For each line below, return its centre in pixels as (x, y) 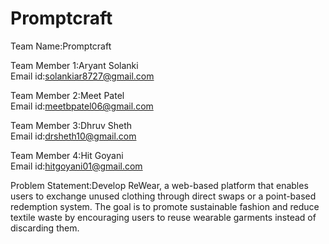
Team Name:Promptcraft (61, 46)
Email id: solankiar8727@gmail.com (82, 76)
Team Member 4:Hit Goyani (67, 155)
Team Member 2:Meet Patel (67, 95)
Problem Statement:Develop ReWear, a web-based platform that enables (159, 185)
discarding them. (45, 228)
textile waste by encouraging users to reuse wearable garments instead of (163, 217)
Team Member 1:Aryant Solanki (74, 65)
